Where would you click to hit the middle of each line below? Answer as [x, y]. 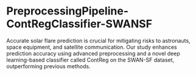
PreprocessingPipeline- [68, 11]
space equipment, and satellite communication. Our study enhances [92, 47]
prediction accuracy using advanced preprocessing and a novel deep [93, 53]
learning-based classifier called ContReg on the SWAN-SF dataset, [90, 60]
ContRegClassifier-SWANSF [79, 24]
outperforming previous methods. [49, 66]
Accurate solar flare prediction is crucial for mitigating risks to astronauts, [98, 40]
